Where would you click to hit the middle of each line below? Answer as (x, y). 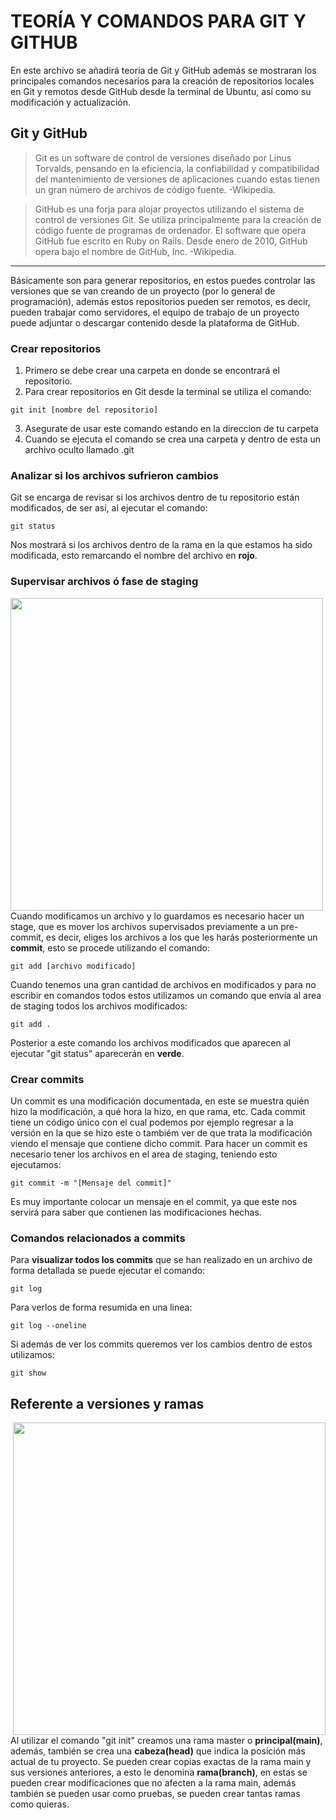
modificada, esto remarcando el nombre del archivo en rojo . (134, 556)
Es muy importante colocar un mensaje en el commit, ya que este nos (154, 1201)
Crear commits (47, 1079)
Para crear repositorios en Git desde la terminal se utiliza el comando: (168, 392)
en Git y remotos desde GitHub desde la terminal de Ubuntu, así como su (161, 91)
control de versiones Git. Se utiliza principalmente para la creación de (178, 219)
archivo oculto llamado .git (79, 450)
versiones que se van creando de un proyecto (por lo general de (143, 291)
